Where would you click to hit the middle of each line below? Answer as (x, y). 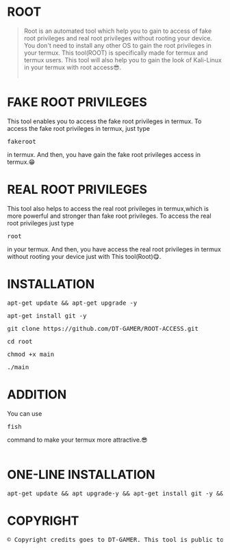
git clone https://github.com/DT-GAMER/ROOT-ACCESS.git (103, 328)
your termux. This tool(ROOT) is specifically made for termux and (116, 53)
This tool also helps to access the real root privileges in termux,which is (108, 208)
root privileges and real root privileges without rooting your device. (118, 38)
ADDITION (37, 394)
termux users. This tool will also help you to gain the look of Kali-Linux (123, 60)
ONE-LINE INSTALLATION (81, 474)
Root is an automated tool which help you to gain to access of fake (118, 31)
